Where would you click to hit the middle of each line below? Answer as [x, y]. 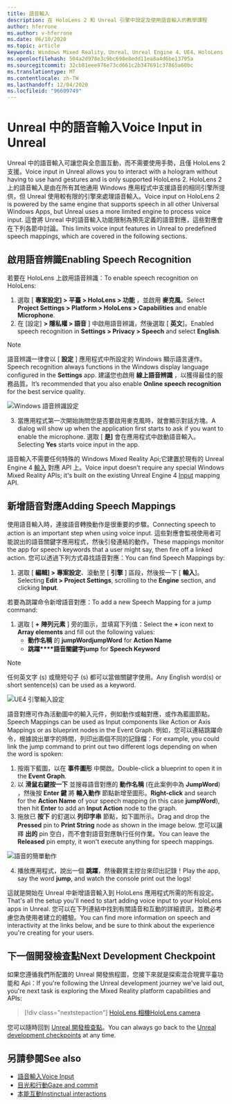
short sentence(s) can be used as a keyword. [72, 685]
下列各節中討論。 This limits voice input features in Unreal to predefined [115, 228]
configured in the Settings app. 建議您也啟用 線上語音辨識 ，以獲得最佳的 [112, 375]
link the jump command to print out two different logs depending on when [112, 746]
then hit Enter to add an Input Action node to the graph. [97, 808]
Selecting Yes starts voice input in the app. [78, 444]
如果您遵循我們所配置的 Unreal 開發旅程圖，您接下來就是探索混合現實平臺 [113, 974]
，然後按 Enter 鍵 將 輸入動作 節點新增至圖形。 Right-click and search [117, 793]
